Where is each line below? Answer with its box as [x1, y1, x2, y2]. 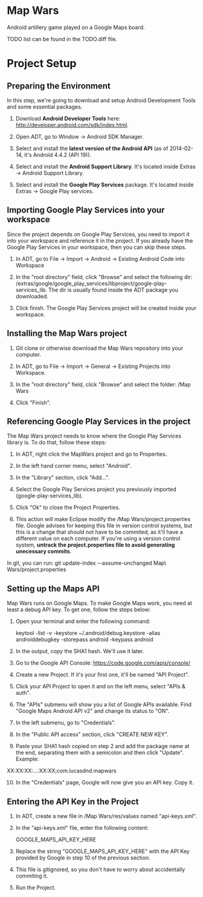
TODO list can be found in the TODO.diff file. [7, 35, 117, 42]
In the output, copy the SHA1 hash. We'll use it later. [15, 648, 144, 655]
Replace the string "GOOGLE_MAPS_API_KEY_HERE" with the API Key [15, 848, 190, 855]
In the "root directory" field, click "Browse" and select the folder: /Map [15, 381, 191, 388]
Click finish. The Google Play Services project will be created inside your [15, 304, 197, 312]
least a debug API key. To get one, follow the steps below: [7, 606, 151, 613]
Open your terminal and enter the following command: [15, 618, 150, 625]
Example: [15, 755, 39, 763]
